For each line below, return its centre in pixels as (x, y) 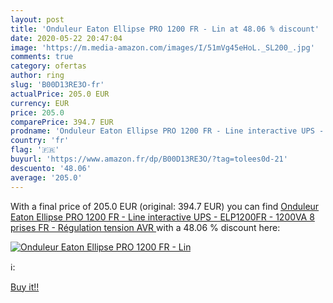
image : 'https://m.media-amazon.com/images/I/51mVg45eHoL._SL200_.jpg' (162, 47)
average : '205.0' (46, 177)
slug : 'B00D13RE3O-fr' (57, 85)
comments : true (42, 57)
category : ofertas (48, 66)
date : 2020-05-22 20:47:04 (66, 38)
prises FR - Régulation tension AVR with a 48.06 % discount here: (145, 227)
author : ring (37, 76)
